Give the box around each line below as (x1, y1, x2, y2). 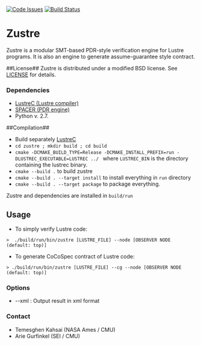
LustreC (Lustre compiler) (14, 100, 79, 107)
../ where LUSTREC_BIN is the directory (90, 155, 188, 162)
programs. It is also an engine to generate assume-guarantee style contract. (6, 53, 196, 60)
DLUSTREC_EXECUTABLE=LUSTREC (14, 156, 88, 162)
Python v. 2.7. (14, 112, 49, 120)
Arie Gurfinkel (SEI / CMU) (14, 332, 80, 340)
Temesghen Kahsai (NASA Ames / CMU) (14, 326, 116, 333)
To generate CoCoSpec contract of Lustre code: (14, 253, 135, 260)
